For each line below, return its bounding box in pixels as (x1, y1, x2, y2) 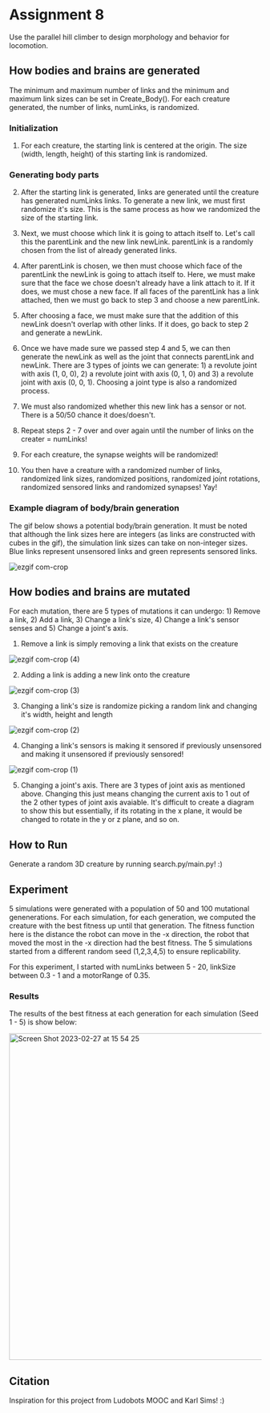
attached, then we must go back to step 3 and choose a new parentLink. (20, 295, 260, 305)
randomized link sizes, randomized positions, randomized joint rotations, (20, 474, 260, 483)
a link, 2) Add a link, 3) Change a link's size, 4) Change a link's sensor (9, 615, 240, 625)
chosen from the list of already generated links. (20, 246, 177, 255)
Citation (9, 1374, 50, 1388)
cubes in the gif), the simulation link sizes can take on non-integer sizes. (9, 538, 248, 548)
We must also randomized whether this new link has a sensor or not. (20, 401, 247, 411)
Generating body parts (9, 169, 99, 180)
